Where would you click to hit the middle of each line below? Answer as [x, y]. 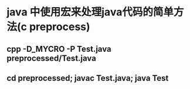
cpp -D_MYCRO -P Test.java [59, 49]
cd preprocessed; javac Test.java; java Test [88, 78]
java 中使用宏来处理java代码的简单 [90, 12]
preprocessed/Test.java [51, 58]
